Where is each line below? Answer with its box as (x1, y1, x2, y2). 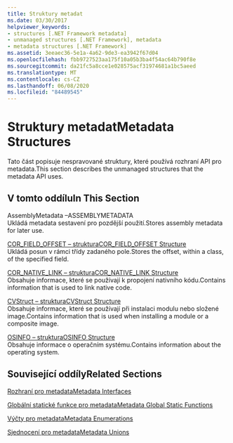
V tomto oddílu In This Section (7, 193, 140, 205)
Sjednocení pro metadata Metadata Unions (7, 428, 130, 436)
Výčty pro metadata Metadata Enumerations (7, 414, 133, 423)
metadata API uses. (7, 172, 64, 181)
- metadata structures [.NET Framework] (7, 43, 128, 50)
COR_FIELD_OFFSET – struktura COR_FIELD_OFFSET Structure (7, 240, 187, 248)
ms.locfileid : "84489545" (7, 89, 83, 96)
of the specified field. (7, 255, 69, 263)
